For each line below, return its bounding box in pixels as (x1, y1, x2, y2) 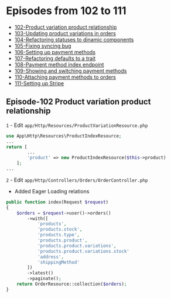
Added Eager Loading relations (14, 187, 90, 195)
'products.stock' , (37, 226, 83, 233)
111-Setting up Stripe (14, 79, 64, 86)
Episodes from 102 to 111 (6, 4, 127, 18)
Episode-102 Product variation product (6, 97, 151, 107)
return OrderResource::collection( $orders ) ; (16, 281, 127, 287)
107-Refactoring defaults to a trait (14, 55, 96, 62)
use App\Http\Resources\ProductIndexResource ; (6, 133, 122, 139)
